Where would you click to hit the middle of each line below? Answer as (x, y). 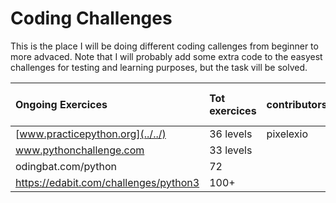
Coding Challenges (91, 18)
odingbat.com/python (66, 166)
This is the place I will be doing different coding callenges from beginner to (164, 46)
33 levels (231, 150)
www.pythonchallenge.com (80, 150)
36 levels (231, 134)
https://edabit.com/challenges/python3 (107, 182)
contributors (297, 104)
